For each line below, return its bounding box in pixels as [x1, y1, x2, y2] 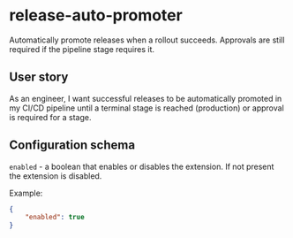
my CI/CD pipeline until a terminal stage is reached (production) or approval [9, 103, 284, 113]
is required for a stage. [9, 111, 92, 122]
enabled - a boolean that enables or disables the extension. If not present [9, 161, 274, 172]
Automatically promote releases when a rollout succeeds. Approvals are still [9, 35, 285, 45]
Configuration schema [9, 138, 135, 153]
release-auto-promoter [9, 5, 183, 26]
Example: [9, 188, 43, 198]
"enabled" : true [25, 213, 86, 222]
